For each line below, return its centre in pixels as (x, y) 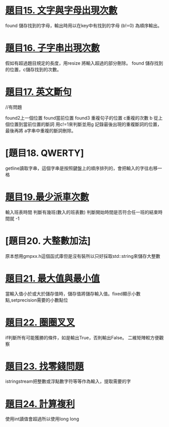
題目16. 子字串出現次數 (53, 48)
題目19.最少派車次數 (47, 197)
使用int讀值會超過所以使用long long (42, 419)
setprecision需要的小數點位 (39, 300)
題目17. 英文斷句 (38, 92)
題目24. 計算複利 (40, 404)
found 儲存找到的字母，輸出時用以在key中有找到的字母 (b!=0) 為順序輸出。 (84, 25)
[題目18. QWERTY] (45, 153)
